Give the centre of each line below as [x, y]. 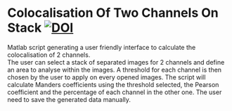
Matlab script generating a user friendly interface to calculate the [102, 47]
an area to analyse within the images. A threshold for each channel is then [115, 70]
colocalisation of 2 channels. [49, 55]
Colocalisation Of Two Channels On [113, 13]
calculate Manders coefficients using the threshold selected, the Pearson [113, 84]
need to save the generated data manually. [69, 99]
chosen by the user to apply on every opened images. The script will [107, 77]
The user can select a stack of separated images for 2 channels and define [116, 62]
